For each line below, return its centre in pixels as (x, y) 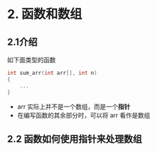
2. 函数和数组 (45, 14)
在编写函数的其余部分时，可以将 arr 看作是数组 (84, 115)
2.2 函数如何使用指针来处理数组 (75, 139)
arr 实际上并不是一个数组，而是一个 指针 (74, 106)
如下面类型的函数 (31, 60)
